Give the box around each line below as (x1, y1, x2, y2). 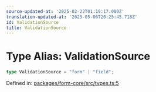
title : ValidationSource (6, 24, 67, 31)
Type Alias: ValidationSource (6, 50, 151, 63)
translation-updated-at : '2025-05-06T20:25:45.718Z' (6, 14, 138, 20)
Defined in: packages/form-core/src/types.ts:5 (6, 80, 119, 87)
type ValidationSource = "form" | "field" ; (6, 69, 114, 75)
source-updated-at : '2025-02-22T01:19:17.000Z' (6, 8, 125, 15)
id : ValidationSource (6, 19, 59, 25)
